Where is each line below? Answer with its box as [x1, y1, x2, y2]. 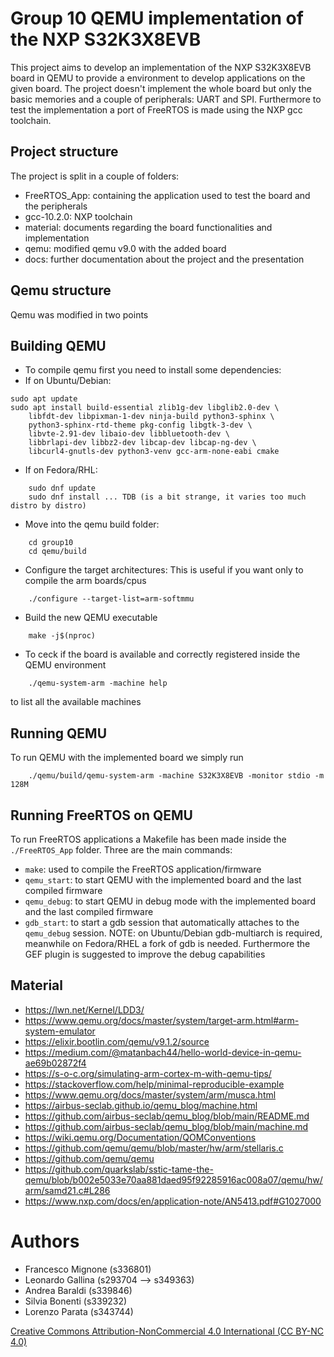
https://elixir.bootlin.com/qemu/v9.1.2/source [24, 1035, 210, 1047]
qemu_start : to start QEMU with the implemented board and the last [24, 874, 302, 886]
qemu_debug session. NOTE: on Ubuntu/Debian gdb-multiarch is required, [24, 927, 323, 939]
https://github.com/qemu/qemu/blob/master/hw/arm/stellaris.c [24, 1142, 284, 1154]
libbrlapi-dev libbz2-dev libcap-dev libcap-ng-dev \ [28, 438, 257, 448]
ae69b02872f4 [24, 1057, 87, 1069]
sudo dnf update [28, 483, 97, 494]
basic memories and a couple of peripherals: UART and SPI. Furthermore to [10, 93, 322, 105]
